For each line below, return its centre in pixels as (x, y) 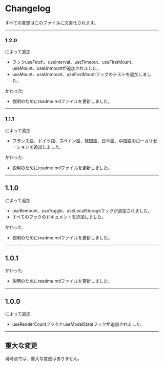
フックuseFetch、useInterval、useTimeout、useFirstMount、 (74, 62)
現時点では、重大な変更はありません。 (43, 358)
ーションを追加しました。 (38, 147)
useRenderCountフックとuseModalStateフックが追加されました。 (78, 324)
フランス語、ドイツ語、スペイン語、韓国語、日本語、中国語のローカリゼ (85, 141)
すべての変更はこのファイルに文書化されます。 (52, 23)
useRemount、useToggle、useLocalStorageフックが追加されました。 (82, 211)
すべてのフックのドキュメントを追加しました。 (59, 217)
